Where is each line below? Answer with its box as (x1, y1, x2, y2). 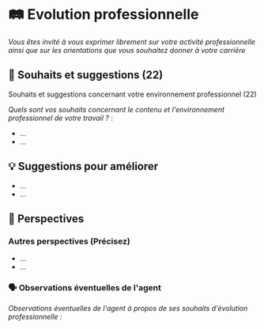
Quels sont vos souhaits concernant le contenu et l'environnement (8, 104, 225, 114)
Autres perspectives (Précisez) (8, 236, 130, 247)
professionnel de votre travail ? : (8, 113, 113, 123)
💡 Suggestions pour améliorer (8, 160, 159, 173)
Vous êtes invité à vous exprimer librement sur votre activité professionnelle (8, 36, 255, 47)
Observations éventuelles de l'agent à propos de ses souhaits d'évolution (8, 303, 248, 312)
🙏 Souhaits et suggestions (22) (8, 68, 164, 82)
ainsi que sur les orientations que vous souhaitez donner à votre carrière (8, 45, 246, 55)
